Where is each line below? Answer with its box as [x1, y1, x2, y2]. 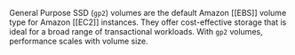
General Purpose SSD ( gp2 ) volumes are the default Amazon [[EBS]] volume [9, 8, 287, 18]
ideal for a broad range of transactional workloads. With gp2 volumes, [9, 27, 264, 36]
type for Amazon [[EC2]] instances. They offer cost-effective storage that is [9, 17, 287, 27]
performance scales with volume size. [9, 35, 148, 46]
